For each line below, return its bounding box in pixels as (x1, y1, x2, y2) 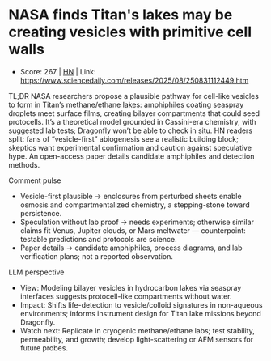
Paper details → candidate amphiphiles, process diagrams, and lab (19, 243, 243, 253)
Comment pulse (8, 176, 61, 185)
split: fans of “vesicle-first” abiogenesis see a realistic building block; (8, 134, 239, 143)
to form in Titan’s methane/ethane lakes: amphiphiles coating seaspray (8, 100, 244, 109)
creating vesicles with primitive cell (8, 23, 252, 41)
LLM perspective (8, 267, 65, 277)
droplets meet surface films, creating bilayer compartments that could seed (8, 108, 260, 118)
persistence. (19, 208, 62, 218)
